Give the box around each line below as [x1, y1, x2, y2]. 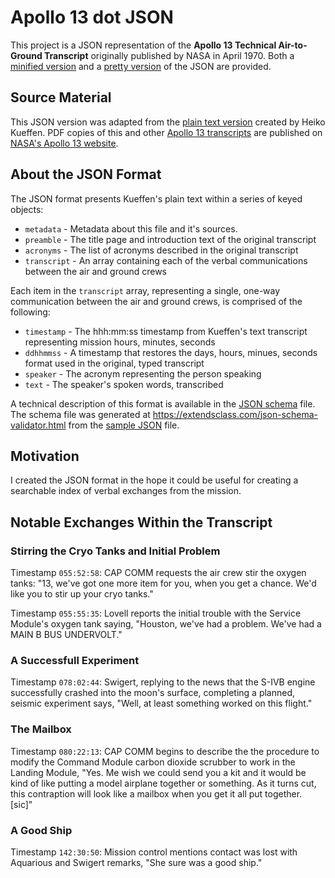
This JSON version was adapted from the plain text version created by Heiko [10, 116, 326, 128]
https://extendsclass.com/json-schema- [152, 408, 318, 420]
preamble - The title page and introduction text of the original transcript [24, 233, 317, 245]
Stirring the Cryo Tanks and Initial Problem [10, 544, 221, 558]
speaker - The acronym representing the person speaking [24, 367, 262, 380]
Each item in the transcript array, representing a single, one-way [10, 284, 281, 296]
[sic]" [10, 798, 33, 810]
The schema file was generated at [10, 408, 151, 420]
